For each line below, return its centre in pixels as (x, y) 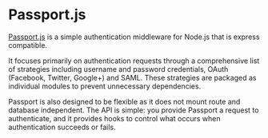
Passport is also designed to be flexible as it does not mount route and (124, 101)
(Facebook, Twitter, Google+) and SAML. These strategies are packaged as (132, 77)
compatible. (28, 45)
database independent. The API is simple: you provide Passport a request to (134, 110)
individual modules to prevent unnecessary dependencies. (105, 86)
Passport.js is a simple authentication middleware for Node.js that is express (134, 37)
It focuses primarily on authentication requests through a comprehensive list (134, 61)
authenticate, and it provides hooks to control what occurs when (114, 118)
